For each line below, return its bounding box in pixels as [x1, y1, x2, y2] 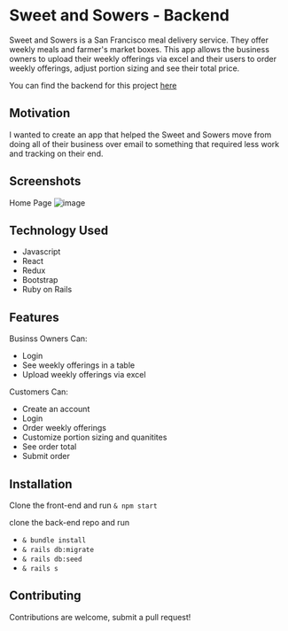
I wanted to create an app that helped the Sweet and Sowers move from [9, 129, 272, 140]
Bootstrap [21, 275, 58, 285]
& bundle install [21, 536, 87, 545]
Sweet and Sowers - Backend [9, 5, 230, 26]
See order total [21, 441, 77, 452]
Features [9, 309, 59, 324]
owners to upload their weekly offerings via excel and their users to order [9, 53, 277, 64]
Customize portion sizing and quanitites [21, 432, 167, 443]
